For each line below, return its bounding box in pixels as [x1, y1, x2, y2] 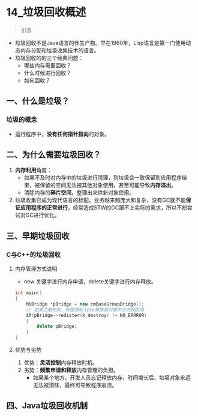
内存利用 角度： [14, 166, 52, 174]
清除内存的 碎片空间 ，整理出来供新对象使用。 [23, 189, 135, 196]
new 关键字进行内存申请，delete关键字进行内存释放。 [23, 278, 157, 285]
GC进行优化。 [25, 211, 60, 219]
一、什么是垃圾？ [6, 96, 70, 106]
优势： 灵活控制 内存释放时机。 [23, 359, 98, 366]
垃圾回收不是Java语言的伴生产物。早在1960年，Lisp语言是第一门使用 [14, 39, 186, 46]
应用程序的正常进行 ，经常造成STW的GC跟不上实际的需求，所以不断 [20, 204, 188, 211]
